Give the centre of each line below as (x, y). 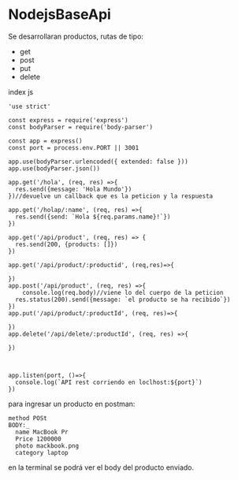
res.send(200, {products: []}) (67, 244)
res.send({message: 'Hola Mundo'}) (74, 189)
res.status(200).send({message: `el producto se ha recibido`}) (123, 300)
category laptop (42, 452)
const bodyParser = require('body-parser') (81, 127)
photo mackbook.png (47, 446)
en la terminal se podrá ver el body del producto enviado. (101, 467)
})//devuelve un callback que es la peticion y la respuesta (111, 196)
